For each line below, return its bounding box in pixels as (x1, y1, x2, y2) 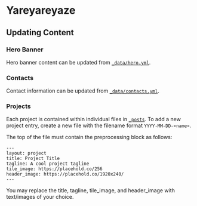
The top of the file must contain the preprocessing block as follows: (6, 134, 173, 141)
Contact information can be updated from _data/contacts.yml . (6, 87, 159, 94)
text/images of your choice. (6, 193, 74, 201)
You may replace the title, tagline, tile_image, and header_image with (6, 187, 175, 194)
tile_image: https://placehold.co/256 (6, 166, 103, 172)
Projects (6, 102, 31, 110)
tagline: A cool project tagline (6, 161, 90, 167)
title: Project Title (6, 156, 60, 162)
